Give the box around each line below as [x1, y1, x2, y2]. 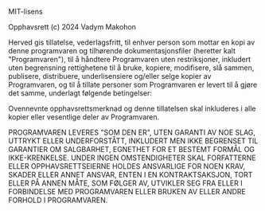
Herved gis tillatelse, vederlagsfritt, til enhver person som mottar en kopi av [8, 37, 255, 47]
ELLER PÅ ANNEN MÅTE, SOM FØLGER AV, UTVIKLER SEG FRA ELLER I [8, 178, 243, 188]
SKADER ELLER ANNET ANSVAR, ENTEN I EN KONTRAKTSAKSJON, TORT [8, 170, 253, 179]
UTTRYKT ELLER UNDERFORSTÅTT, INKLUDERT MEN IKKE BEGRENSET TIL [8, 136, 259, 146]
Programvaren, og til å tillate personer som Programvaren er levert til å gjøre [8, 80, 258, 89]
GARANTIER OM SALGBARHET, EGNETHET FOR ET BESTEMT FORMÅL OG [8, 145, 255, 154]
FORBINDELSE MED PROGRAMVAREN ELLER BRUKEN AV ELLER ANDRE [8, 187, 247, 196]
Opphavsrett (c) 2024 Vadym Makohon [8, 22, 137, 31]
